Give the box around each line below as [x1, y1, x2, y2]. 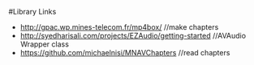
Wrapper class [19, 39, 69, 49]
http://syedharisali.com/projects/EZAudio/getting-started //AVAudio [19, 31, 246, 40]
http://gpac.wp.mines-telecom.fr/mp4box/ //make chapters [19, 22, 219, 31]
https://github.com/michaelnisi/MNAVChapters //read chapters [19, 48, 230, 57]
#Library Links [8, 7, 57, 16]
